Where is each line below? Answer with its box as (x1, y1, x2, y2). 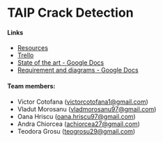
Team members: (7, 81, 56, 90)
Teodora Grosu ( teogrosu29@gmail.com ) (17, 127, 136, 135)
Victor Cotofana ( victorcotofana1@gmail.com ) (17, 97, 148, 106)
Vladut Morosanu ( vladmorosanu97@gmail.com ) (17, 104, 157, 113)
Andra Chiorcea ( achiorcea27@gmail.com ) (17, 120, 141, 128)
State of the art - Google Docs (17, 58, 104, 67)
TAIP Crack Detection (7, 5, 134, 21)
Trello (17, 51, 34, 60)
